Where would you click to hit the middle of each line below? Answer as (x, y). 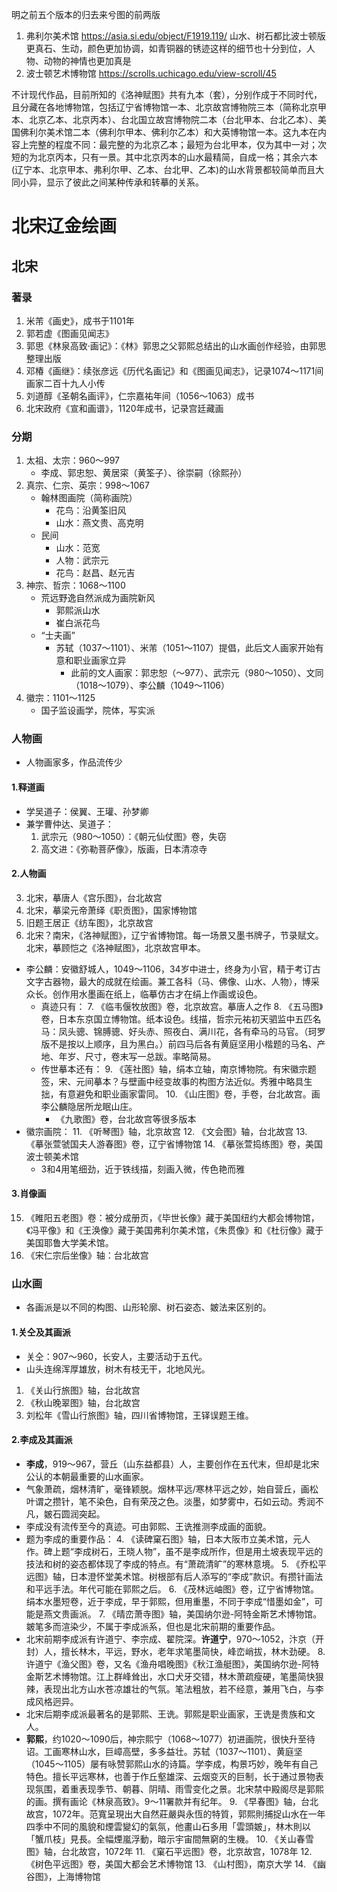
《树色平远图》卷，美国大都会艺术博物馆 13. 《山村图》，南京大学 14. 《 (171, 1864)
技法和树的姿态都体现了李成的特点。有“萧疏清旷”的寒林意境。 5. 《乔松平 (176, 1564)
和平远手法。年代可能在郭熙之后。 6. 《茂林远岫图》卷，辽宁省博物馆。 (172, 1589)
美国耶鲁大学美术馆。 (69, 1243)
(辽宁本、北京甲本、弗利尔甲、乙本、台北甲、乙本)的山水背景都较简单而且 (163, 169)
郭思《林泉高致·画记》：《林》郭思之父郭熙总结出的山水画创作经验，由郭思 (176, 345)
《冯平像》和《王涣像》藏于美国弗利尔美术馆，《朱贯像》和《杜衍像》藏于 (174, 1230)
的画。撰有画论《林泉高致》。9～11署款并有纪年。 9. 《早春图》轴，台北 (172, 1801)
